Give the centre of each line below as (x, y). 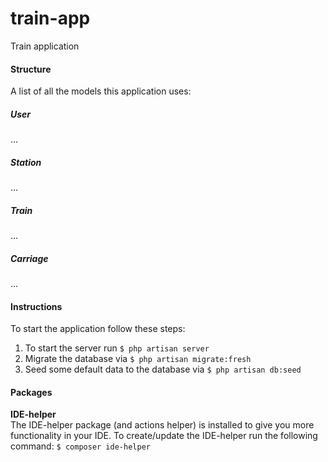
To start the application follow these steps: (98, 329)
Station (26, 162)
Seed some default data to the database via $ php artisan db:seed (163, 369)
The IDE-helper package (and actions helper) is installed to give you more (162, 425)
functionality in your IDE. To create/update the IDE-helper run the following (164, 436)
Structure (31, 69)
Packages (31, 392)
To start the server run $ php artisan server (117, 348)
